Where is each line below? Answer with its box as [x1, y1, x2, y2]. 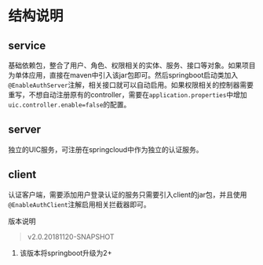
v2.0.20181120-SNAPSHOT [27, 232, 115, 241]
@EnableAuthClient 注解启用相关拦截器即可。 [8, 199, 151, 209]
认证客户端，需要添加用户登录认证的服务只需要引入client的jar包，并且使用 [8, 190, 247, 199]
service [8, 38, 46, 52]
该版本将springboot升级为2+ [19, 248, 112, 257]
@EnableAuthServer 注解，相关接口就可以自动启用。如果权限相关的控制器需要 [8, 80, 254, 89]
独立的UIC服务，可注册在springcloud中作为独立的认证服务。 [8, 144, 203, 154]
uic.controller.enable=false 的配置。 [8, 100, 131, 109]
